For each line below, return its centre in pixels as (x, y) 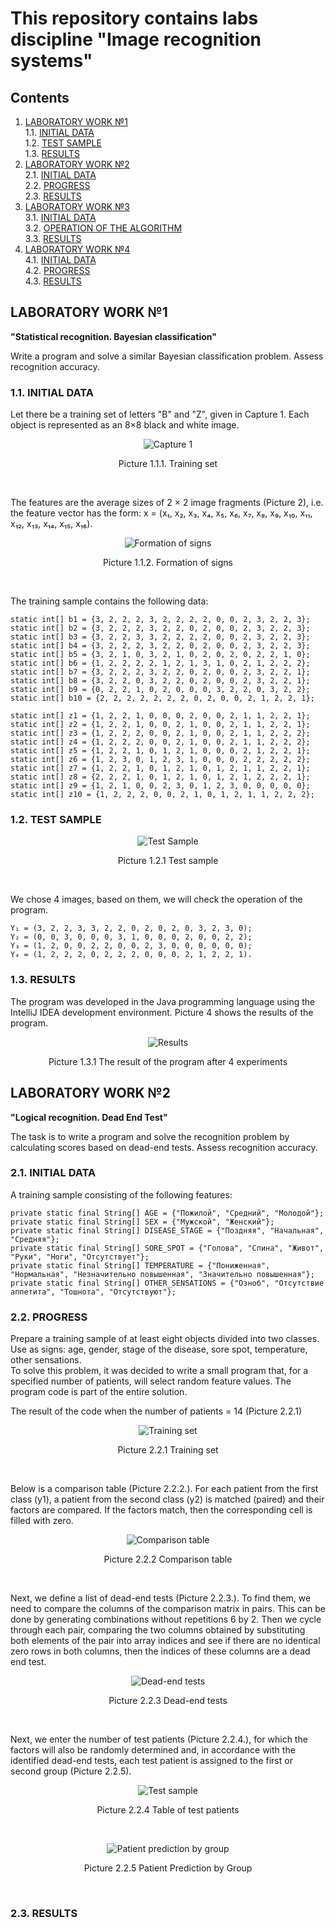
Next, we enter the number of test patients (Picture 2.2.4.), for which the (159, 1739)
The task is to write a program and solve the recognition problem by (150, 1136)
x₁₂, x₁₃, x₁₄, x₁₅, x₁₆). (51, 524)
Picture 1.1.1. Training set (168, 464)
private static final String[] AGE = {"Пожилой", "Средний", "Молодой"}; (167, 1213)
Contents (40, 97)
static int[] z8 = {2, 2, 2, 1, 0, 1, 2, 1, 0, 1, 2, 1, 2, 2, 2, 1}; (160, 777)
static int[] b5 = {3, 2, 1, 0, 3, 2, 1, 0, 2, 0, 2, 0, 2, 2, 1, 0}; (160, 655)
